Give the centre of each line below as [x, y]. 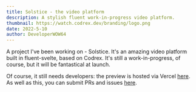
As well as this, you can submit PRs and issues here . [72, 83]
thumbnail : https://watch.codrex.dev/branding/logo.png [78, 23]
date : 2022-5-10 [27, 29]
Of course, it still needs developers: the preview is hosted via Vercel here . [98, 76]
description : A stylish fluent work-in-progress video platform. [90, 18]
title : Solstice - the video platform [55, 12]
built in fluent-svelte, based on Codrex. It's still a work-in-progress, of [93, 58]
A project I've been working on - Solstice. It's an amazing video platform [96, 51]
